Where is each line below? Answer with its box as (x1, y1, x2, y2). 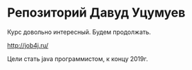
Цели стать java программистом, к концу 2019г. (7, 54, 148, 63)
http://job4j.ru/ (7, 41, 49, 49)
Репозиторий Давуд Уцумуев (7, 5, 186, 21)
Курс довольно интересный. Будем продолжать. (7, 28, 151, 36)
